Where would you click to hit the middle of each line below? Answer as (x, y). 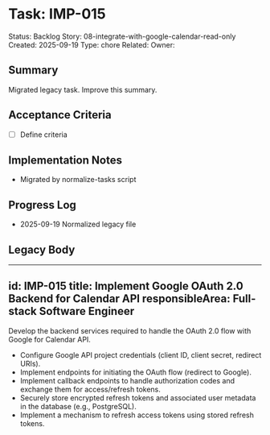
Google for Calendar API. (49, 339)
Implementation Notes (65, 161)
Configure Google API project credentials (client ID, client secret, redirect (141, 354)
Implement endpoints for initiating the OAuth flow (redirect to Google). (135, 372)
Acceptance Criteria (60, 115)
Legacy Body (42, 249)
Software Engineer (87, 311)
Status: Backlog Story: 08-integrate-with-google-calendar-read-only (122, 36)
